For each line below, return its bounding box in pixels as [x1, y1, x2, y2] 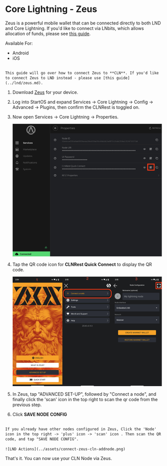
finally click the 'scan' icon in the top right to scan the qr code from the [12, 397, 158, 403]
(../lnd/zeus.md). [5, 80, 43, 85]
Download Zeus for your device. [12, 89, 79, 95]
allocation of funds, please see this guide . [5, 30, 91, 36]
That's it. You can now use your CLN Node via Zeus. [5, 456, 112, 462]
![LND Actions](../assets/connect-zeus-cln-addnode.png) [5, 447, 126, 452]
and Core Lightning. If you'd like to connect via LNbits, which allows [5, 25, 144, 31]
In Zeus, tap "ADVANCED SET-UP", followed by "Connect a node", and [12, 391, 157, 397]
